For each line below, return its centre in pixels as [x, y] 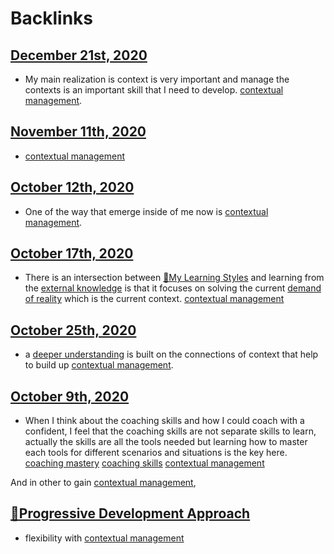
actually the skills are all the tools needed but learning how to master [166, 442]
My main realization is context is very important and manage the [157, 79]
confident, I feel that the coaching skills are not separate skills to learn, [170, 431]
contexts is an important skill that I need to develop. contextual [154, 90]
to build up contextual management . [99, 365]
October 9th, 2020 [70, 396]
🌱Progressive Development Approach [130, 513]
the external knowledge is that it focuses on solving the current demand [173, 288]
